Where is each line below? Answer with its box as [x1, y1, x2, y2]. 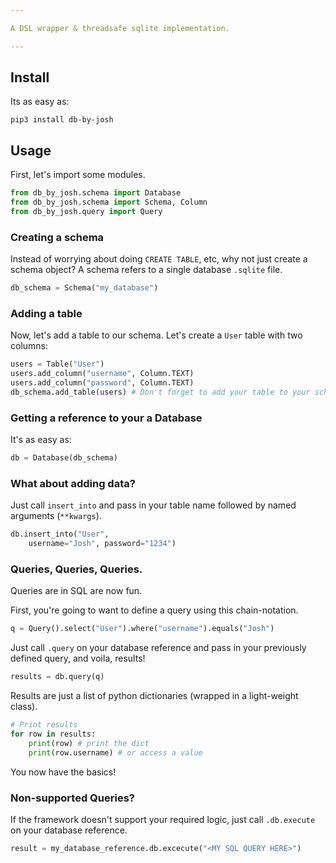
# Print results [10, 720, 78, 730]
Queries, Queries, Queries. [10, 562, 143, 576]
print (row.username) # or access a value [28, 747, 203, 758]
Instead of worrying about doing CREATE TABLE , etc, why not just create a [10, 253, 308, 265]
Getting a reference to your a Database [10, 411, 203, 425]
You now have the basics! [10, 766, 117, 778]
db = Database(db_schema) [10, 453, 118, 463]
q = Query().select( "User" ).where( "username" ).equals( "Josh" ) [10, 624, 275, 634]
